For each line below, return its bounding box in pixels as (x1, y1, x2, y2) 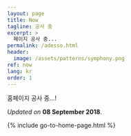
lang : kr (7, 68, 32, 75)
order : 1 (7, 74, 32, 81)
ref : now (7, 61, 32, 68)
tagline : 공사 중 (7, 23, 53, 30)
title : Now (7, 17, 39, 23)
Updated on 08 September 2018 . (7, 108, 102, 116)
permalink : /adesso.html (7, 42, 79, 49)
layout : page (7, 10, 45, 17)
